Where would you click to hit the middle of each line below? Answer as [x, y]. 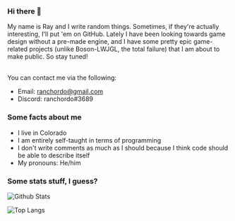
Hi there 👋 [25, 11]
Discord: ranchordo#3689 [55, 99]
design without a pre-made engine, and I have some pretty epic [100, 42]
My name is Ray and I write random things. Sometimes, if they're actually [113, 27]
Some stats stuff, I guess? [53, 181]
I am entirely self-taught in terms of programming [89, 140]
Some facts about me [45, 117]
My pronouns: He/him [49, 162]
